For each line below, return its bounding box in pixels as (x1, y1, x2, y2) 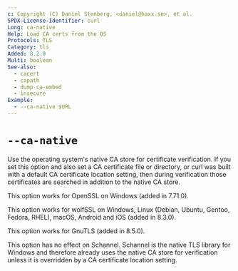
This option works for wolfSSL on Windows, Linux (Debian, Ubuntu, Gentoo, (7, 205, 230, 214)
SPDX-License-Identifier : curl (7, 17, 100, 24)
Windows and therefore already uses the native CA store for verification (7, 247, 218, 257)
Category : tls (7, 44, 50, 51)
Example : (7, 97, 33, 104)
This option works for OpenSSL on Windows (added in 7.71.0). (7, 191, 189, 200)
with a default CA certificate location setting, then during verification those (7, 170, 227, 178)
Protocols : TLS (7, 37, 53, 44)
